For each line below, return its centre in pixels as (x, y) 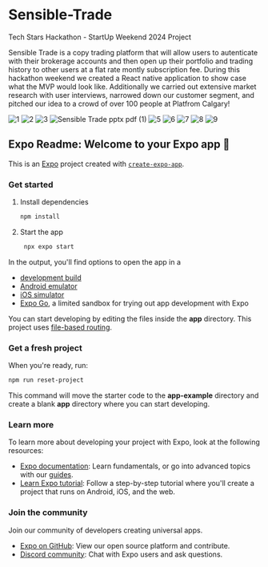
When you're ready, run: (48, 366)
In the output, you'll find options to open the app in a (95, 261)
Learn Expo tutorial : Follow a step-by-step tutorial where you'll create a (137, 484)
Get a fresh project (45, 348)
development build (50, 277)
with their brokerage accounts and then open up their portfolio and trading (131, 61)
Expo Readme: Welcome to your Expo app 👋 (119, 145)
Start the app (42, 232)
